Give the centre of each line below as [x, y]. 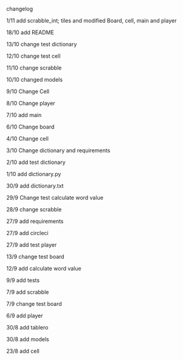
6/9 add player [25, 316]
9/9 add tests [23, 280]
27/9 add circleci [27, 233]
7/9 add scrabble [28, 292]
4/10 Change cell [27, 139]
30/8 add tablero [27, 327]
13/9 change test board [36, 256]
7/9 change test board [34, 304]
